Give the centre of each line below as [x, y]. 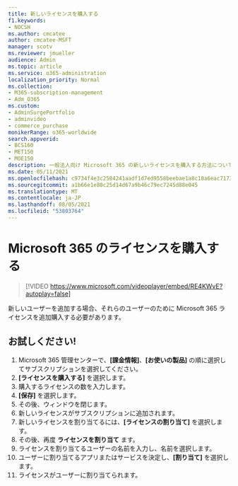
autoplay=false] [48, 294]
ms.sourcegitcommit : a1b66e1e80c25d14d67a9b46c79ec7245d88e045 [103, 185]
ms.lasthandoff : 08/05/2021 [49, 205]
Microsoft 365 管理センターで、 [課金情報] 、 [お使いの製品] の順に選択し [122, 360]
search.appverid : [34, 139]
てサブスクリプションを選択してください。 [80, 369]
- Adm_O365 [24, 100]
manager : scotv [30, 47]
